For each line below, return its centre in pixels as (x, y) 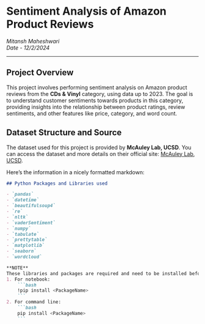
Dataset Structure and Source (64, 133)
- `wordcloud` (24, 257)
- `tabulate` (23, 234)
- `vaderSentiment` (31, 223)
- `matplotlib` (26, 246)
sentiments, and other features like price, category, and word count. (92, 113)
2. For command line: (34, 302)
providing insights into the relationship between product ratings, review (96, 107)
